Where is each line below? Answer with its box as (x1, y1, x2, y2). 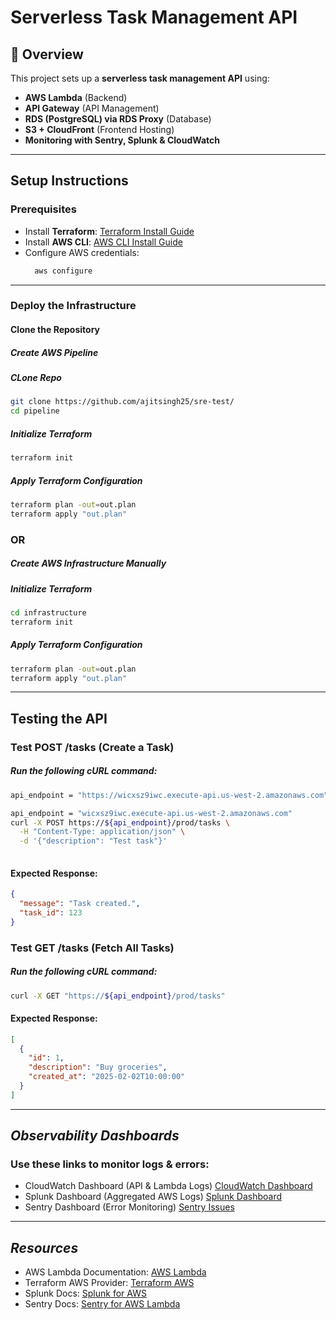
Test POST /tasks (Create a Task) (10, 740, 175, 754)
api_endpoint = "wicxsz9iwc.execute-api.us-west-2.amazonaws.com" (10, 808, 293, 818)
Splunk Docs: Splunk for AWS (24, 1287, 147, 1300)
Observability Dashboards (10, 1127, 180, 1145)
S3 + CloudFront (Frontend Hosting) (24, 124, 175, 135)
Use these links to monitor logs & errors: (10, 1157, 210, 1171)
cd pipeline (10, 406, 60, 416)
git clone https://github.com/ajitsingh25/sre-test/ (10, 397, 235, 407)
